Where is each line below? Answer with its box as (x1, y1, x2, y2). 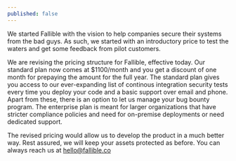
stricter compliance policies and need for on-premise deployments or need (7, 110, 225, 118)
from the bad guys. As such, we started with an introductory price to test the (7, 36, 229, 45)
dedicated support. (7, 117, 63, 126)
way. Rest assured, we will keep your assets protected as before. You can (7, 138, 221, 147)
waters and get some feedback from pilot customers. (7, 44, 162, 52)
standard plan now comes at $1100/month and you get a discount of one (7, 65, 217, 73)
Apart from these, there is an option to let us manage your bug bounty (7, 95, 210, 104)
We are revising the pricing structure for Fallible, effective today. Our (7, 57, 206, 66)
